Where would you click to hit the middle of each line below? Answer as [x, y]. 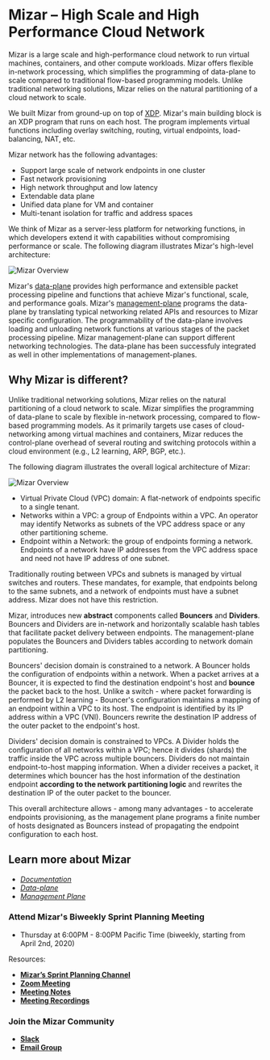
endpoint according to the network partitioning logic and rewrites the [125, 784]
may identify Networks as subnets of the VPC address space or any [133, 524]
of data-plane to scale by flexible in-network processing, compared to [125, 416]
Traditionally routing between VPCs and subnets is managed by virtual [125, 574]
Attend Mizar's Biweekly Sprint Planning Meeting [107, 917]
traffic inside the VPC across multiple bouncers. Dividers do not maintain [129, 758]
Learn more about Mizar [70, 860]
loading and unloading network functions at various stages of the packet [129, 328]
